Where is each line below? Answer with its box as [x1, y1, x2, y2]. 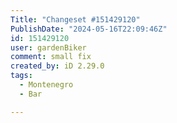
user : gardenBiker [10, 42, 87, 53]
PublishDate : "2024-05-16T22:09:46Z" [10, 24, 168, 34]
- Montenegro [19, 80, 74, 90]
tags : [10, 71, 33, 81]
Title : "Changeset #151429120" [10, 14, 141, 25]
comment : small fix [10, 52, 92, 62]
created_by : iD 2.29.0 [10, 61, 105, 71]
